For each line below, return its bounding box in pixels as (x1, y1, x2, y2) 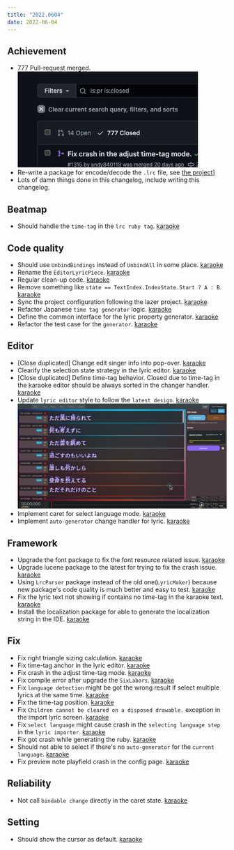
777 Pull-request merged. (17, 63, 91, 73)
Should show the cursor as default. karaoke (17, 835, 143, 843)
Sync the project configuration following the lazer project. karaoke (17, 297, 208, 306)
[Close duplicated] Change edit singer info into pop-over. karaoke (17, 358, 206, 367)
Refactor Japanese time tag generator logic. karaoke (17, 305, 172, 313)
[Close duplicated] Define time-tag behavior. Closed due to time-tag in (17, 373, 220, 381)
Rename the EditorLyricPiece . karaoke (17, 268, 130, 276)
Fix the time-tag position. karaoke (17, 698, 114, 706)
